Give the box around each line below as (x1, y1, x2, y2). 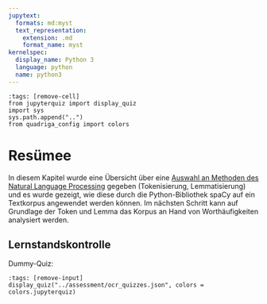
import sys (8, 106, 44, 114)
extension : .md (22, 33, 73, 42)
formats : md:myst (15, 19, 73, 27)
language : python (15, 63, 73, 71)
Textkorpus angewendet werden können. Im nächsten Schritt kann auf (8, 198, 238, 207)
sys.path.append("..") (8, 113, 83, 121)
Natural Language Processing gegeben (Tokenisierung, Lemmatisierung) (8, 181, 246, 190)
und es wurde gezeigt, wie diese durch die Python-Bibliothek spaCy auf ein (8, 190, 256, 199)
